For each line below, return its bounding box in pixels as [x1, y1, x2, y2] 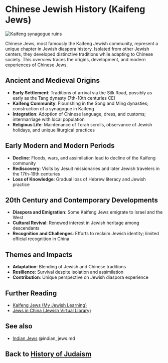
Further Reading [5, 289, 57, 297]
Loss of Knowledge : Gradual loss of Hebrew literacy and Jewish [12, 176, 146, 182]
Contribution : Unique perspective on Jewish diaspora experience [12, 274, 149, 280]
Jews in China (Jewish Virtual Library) [12, 307, 91, 313]
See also [5, 322, 33, 330]
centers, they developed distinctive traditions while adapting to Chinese [5, 51, 153, 57]
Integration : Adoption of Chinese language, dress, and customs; [12, 111, 146, 117]
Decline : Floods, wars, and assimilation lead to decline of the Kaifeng [12, 154, 156, 161]
